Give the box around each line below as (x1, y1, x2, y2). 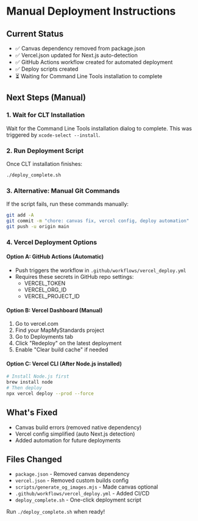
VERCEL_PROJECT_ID (24, 292, 80, 300)
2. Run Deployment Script (6, 146, 84, 155)
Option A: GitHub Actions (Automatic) (6, 253, 104, 260)
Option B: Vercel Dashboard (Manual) (6, 306, 103, 314)
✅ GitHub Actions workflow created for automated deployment (15, 59, 173, 65)
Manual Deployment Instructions (6, 4, 176, 18)
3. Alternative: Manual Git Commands (6, 186, 120, 195)
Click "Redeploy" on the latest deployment (15, 340, 122, 347)
